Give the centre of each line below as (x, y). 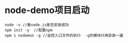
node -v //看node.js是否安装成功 (37, 25)
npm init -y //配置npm (29, 30)
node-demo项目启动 (47, 10)
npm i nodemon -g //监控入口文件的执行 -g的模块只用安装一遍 (64, 35)
